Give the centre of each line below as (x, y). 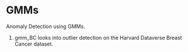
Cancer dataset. (34, 44)
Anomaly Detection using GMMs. (46, 26)
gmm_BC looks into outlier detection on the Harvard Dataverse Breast (98, 37)
